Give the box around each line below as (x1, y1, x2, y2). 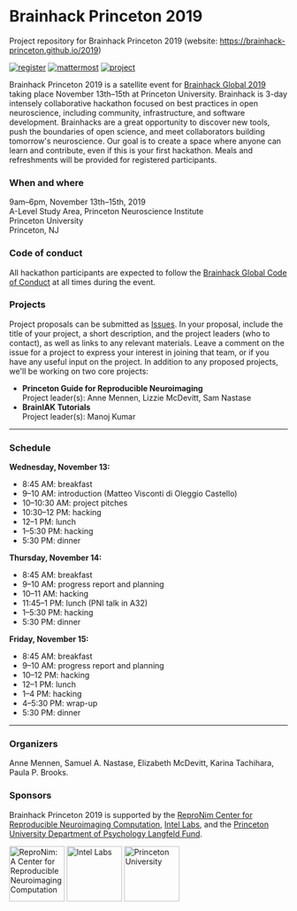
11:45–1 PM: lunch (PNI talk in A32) (21, 598, 148, 608)
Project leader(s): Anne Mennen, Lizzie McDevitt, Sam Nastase (21, 392, 252, 403)
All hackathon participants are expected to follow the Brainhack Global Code (9, 267, 287, 278)
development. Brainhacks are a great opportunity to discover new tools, (9, 117, 270, 127)
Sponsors (9, 790, 52, 802)
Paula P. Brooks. (9, 768, 69, 778)
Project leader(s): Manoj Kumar (21, 411, 136, 421)
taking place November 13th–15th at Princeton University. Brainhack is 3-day (9, 89, 288, 99)
